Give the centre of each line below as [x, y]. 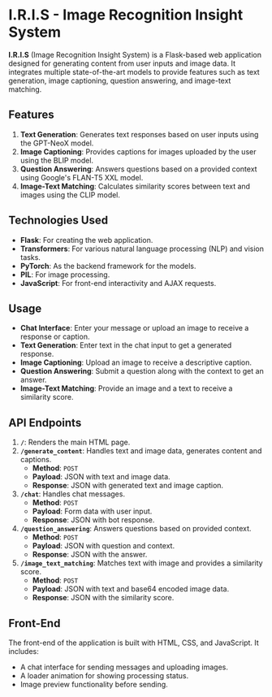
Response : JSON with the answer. [90, 555]
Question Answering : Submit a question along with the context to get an [142, 371]
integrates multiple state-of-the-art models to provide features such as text [134, 71]
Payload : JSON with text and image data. [101, 477]
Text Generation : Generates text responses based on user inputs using [139, 134]
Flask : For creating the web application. [86, 240]
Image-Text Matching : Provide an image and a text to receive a [126, 388]
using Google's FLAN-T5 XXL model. [82, 177]
